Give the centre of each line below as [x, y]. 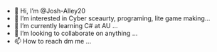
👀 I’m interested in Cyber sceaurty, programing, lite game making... [112, 18]
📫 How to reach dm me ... [53, 41]
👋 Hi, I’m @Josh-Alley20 [50, 11]
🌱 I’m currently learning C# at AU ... [66, 26]
